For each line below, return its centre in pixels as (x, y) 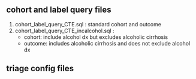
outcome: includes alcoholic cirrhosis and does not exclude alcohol (107, 43)
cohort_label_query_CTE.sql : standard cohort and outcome (88, 24)
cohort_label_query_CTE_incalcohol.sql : (65, 31)
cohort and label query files (59, 10)
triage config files (40, 69)
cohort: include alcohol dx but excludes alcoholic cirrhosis (96, 37)
